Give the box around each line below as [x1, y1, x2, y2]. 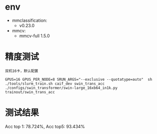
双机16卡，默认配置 [5, 68, 39, 74]
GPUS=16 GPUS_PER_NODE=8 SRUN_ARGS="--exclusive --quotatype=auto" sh [5, 77, 152, 82]
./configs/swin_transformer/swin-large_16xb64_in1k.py [5, 85, 118, 90]
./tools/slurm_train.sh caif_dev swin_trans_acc [5, 81, 105, 86]
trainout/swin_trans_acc [5, 89, 55, 94]
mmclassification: [12, 17, 47, 23]
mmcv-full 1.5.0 [19, 33, 50, 39]
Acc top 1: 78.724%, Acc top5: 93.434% [5, 123, 86, 129]
